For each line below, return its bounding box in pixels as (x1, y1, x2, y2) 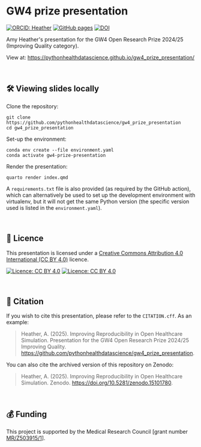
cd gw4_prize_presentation (6, 125, 74, 131)
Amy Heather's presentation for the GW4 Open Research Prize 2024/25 (6, 35, 184, 43)
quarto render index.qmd (6, 174, 68, 180)
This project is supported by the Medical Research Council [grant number (6, 428, 188, 436)
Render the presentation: (6, 162, 68, 170)
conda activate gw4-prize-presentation (6, 152, 106, 158)
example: (6, 319, 29, 326)
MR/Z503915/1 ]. (6, 434, 46, 442)
